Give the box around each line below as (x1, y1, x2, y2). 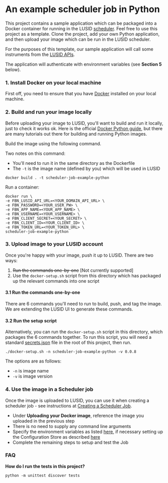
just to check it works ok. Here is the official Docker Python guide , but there (5, 125, 163, 132)
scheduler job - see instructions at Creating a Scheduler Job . (5, 402, 132, 409)
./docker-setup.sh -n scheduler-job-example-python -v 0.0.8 (5, 349, 137, 354)
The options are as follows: (5, 358, 62, 364)
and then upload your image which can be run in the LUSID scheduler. (5, 36, 151, 42)
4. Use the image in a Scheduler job (5, 386, 93, 393)
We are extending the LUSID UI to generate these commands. (5, 306, 133, 312)
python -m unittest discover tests (5, 473, 80, 478)
